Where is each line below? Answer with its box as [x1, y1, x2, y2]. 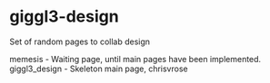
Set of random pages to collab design [9, 36, 151, 47]
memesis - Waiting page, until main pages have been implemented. [9, 53, 262, 64]
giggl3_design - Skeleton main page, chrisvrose [9, 63, 188, 74]
